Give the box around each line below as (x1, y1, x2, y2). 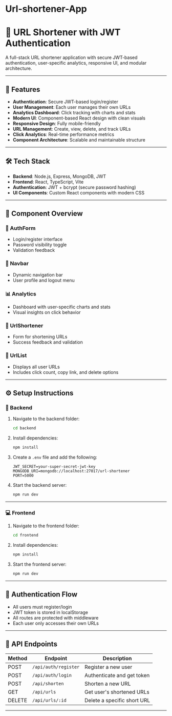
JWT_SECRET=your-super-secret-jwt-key (12, 464, 96, 469)
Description (102, 655, 132, 662)
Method (8, 655, 28, 662)
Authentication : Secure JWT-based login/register (12, 98, 119, 105)
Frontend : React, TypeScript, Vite (12, 178, 84, 185)
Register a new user (84, 664, 133, 671)
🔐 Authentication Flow (5, 590, 78, 599)
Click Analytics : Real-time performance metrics (12, 131, 114, 137)
